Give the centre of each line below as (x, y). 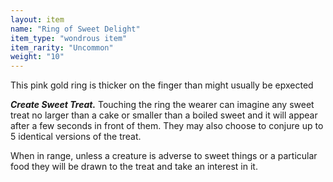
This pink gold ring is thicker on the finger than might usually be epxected (162, 85)
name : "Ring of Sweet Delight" (75, 29)
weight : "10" (37, 57)
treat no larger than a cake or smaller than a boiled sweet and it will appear (164, 115)
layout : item (37, 19)
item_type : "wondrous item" (69, 38)
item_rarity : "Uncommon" (62, 47)
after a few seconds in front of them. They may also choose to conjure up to (167, 126)
